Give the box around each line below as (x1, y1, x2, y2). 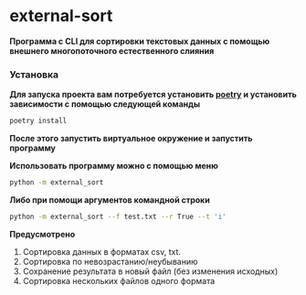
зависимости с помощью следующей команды (9, 99, 201, 110)
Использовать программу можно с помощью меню (9, 161, 219, 172)
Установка (9, 68, 59, 80)
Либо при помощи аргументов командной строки (9, 194, 210, 205)
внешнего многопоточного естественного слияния (9, 45, 215, 56)
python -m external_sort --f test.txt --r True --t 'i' (9, 212, 227, 221)
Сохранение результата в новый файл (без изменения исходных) (22, 266, 279, 277)
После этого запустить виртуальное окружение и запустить (9, 133, 253, 144)
